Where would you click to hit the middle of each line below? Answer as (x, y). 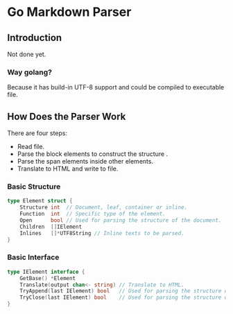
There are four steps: (37, 133)
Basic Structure (34, 186)
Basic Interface (33, 257)
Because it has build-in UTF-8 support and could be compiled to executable (116, 87)
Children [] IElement (51, 227)
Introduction (35, 38)
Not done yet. (27, 54)
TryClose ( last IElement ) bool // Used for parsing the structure (121, 298)
